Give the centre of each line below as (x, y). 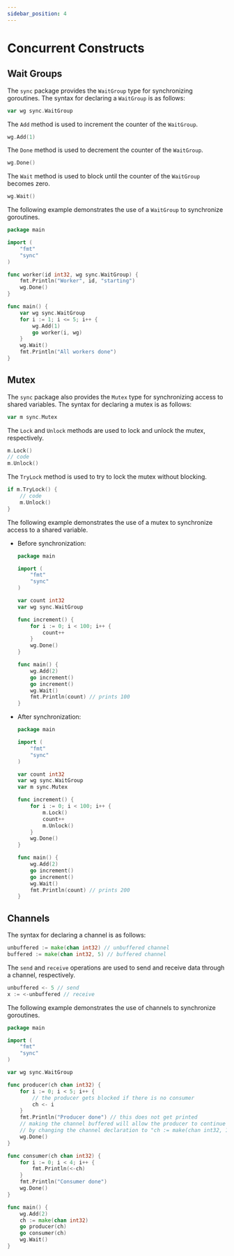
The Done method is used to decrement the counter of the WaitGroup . (105, 150)
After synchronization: (49, 717)
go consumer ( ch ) (44, 1233)
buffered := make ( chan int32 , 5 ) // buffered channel (87, 954)
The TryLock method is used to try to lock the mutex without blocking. (107, 477)
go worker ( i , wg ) (57, 332)
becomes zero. (29, 184)
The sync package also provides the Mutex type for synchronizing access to (115, 397)
